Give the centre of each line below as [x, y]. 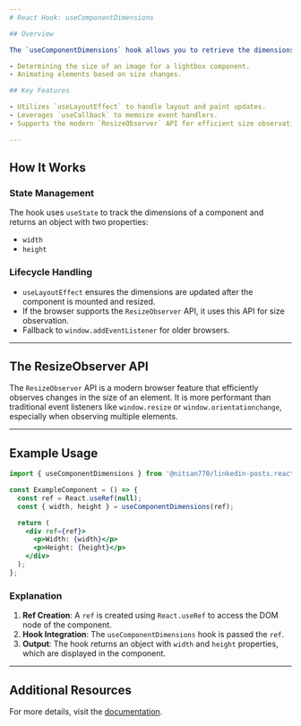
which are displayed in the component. [94, 653]
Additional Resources [70, 690]
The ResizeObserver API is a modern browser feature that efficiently [134, 388]
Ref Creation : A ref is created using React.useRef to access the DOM [150, 616]
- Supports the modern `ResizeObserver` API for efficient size [132, 123]
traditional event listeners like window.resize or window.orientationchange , [146, 407]
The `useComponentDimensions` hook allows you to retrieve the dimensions [152, 50]
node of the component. [67, 625]
